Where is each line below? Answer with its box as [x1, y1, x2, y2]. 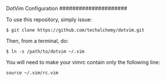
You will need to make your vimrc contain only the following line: [6, 59, 160, 65]
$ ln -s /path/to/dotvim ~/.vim [6, 49, 84, 54]
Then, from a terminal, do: [6, 38, 69, 44]
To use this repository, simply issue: [6, 16, 92, 23]
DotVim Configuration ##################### [6, 5, 128, 12]
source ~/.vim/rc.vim [6, 70, 59, 76]
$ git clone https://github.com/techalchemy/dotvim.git [6, 27, 144, 33]
